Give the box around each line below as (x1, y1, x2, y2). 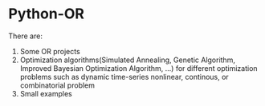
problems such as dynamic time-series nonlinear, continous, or (19, 72, 229, 81)
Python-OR (8, 5, 84, 23)
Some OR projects (19, 46, 80, 56)
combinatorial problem (19, 80, 95, 90)
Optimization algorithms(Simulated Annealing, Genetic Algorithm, (19, 55, 235, 65)
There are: (8, 31, 43, 41)
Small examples (19, 88, 72, 98)
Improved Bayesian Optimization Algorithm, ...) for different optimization (19, 63, 259, 73)
